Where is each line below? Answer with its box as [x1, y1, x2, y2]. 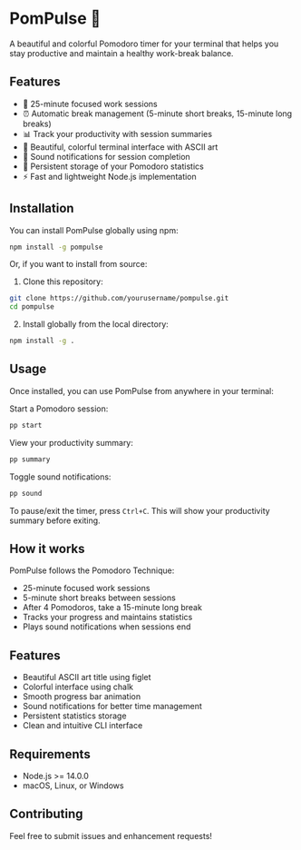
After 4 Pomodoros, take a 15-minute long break [22, 602, 202, 613]
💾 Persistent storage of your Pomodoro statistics [22, 161, 204, 172]
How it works [9, 540, 85, 557]
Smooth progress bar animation [22, 691, 141, 702]
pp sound [9, 489, 43, 498]
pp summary [9, 454, 51, 464]
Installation [9, 201, 74, 216]
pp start [9, 420, 43, 430]
